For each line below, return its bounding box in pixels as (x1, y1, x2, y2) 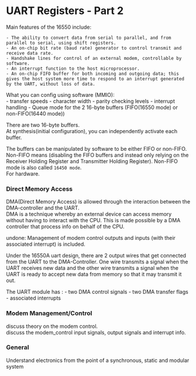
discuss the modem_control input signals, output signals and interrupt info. (6, 328, 186, 336)
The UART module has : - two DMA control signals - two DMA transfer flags (6, 289, 188, 296)
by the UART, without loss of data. (6, 81, 95, 87)
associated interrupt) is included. (6, 240, 86, 248)
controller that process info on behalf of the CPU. (6, 223, 125, 230)
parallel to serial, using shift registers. (6, 40, 116, 46)
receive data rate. (6, 50, 54, 56)
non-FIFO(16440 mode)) (6, 110, 66, 117)
